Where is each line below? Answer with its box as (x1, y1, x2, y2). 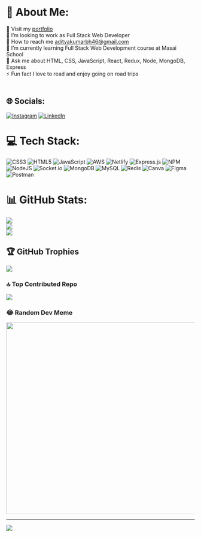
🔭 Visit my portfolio (6, 25, 53, 32)
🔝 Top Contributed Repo (6, 280, 78, 288)
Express (6, 63, 26, 71)
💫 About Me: (6, 5, 69, 19)
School (6, 50, 24, 58)
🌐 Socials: (6, 96, 45, 107)
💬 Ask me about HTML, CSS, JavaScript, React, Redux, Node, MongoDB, (6, 57, 185, 64)
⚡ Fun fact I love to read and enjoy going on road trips (6, 70, 139, 77)
